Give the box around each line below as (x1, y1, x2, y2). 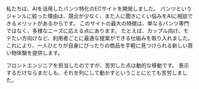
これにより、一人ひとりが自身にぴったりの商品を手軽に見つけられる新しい (6, 42, 188, 49)
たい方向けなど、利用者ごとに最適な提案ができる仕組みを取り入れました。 (11, 35, 194, 41)
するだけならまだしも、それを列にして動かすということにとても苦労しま (6, 70, 183, 76)
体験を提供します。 (16, 50, 64, 56)
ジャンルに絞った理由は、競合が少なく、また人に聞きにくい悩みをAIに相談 (6, 12, 188, 19)
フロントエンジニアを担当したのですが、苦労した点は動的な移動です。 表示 (6, 62, 189, 69)
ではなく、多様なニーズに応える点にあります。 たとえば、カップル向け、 (6, 27, 184, 34)
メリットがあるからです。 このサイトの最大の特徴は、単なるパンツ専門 (16, 20, 189, 27)
